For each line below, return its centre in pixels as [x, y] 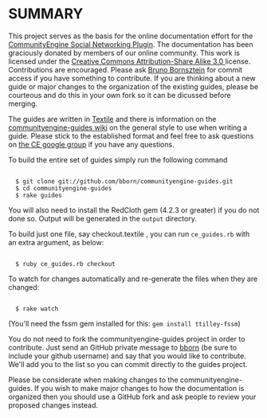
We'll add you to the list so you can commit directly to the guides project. [128, 364]
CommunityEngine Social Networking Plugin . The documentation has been [131, 44]
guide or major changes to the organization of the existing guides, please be [133, 86]
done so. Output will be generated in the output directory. [102, 218]
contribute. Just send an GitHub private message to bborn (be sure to [123, 347]
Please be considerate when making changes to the [93, 380]
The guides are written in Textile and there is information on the [112, 119]
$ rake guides [39, 195]
